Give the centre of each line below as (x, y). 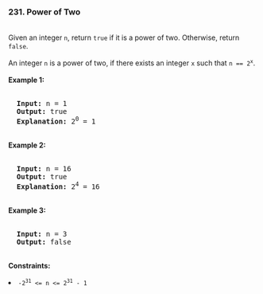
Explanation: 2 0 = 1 (56, 120)
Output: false (44, 242)
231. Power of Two (44, 12)
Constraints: (29, 265)
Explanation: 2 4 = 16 (58, 186)
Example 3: (27, 210)
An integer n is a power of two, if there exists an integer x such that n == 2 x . (132, 63)
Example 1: (27, 80)
